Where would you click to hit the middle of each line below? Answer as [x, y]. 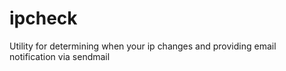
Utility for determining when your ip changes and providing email [143, 46]
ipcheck [43, 18]
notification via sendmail [60, 56]
